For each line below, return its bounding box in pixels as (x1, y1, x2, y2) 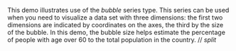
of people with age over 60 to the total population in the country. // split (7, 36, 217, 44)
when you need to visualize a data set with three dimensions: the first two (7, 13, 223, 22)
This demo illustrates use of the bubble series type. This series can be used (7, 6, 230, 14)
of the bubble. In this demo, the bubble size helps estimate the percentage (7, 28, 226, 36)
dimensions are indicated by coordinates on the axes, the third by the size (7, 21, 224, 29)
